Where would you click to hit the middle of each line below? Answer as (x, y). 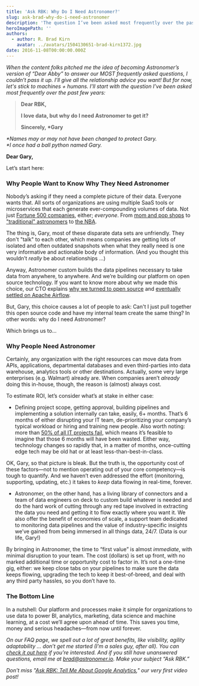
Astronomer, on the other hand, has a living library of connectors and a (101, 493)
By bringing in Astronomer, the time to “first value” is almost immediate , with (99, 549)
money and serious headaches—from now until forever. (74, 628)
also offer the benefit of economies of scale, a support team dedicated (101, 519)
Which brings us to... (31, 331)
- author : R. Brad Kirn (41, 39)
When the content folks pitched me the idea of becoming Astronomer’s (93, 67)
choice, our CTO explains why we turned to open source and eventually (94, 289)
